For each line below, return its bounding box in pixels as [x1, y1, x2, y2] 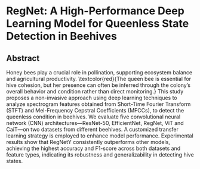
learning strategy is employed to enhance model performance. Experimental [6, 132, 194, 139]
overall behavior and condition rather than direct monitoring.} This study [6, 88, 184, 95]
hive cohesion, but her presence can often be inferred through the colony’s [6, 82, 191, 89]
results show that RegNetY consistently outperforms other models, [6, 139, 170, 145]
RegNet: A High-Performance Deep [6, 4, 185, 18]
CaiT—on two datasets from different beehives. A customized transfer [6, 126, 179, 133]
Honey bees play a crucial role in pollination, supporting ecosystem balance [6, 69, 193, 76]
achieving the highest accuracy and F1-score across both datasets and [6, 145, 181, 152]
